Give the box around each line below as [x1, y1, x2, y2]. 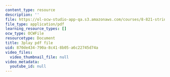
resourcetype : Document [5, 36, 56, 41]
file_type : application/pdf [5, 21, 65, 27]
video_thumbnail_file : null [10, 54, 69, 60]
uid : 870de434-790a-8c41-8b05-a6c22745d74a [5, 45, 99, 50]
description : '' [5, 12, 39, 17]
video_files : [5, 50, 33, 55]
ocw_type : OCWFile [5, 31, 44, 36]
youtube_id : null [10, 64, 47, 69]
